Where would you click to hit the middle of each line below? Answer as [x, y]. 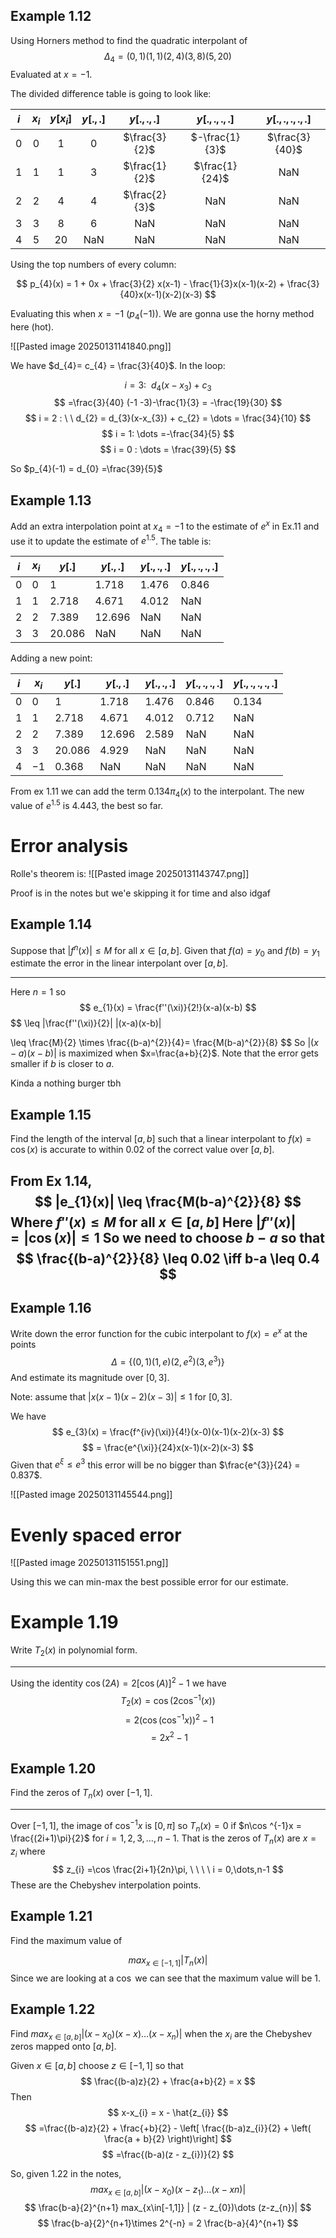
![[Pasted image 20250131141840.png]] [91, 346]
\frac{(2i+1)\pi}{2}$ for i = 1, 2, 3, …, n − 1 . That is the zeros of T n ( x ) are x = [163, 1839]
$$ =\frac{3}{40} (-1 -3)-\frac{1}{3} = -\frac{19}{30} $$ [168, 403]
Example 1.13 [51, 500]
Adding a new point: [51, 658]
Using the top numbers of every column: [93, 264]
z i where [28, 1852]
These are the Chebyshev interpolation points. [106, 1885]
